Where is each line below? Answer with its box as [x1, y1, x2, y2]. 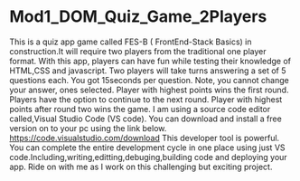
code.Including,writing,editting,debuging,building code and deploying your [9, 151, 287, 162]
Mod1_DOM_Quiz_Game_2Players [9, 6, 267, 27]
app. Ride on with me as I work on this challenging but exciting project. [9, 161, 273, 172]
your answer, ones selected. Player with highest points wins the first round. [9, 84, 289, 95]
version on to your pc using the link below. [9, 122, 167, 133]
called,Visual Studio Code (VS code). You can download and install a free [9, 113, 282, 124]
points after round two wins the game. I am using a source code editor [9, 103, 271, 114]
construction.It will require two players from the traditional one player [9, 45, 267, 56]
